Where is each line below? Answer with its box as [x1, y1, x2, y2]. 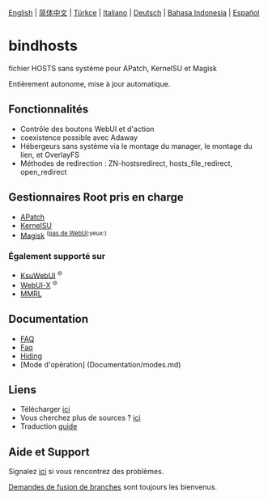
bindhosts [8, 36, 79, 55]
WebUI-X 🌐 [19, 279, 58, 290]
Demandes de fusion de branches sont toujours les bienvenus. [8, 482, 217, 492]
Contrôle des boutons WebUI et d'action [19, 124, 155, 133]
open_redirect [19, 167, 67, 176]
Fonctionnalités [8, 103, 89, 117]
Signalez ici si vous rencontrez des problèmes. [8, 467, 164, 477]
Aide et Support [8, 445, 91, 459]
